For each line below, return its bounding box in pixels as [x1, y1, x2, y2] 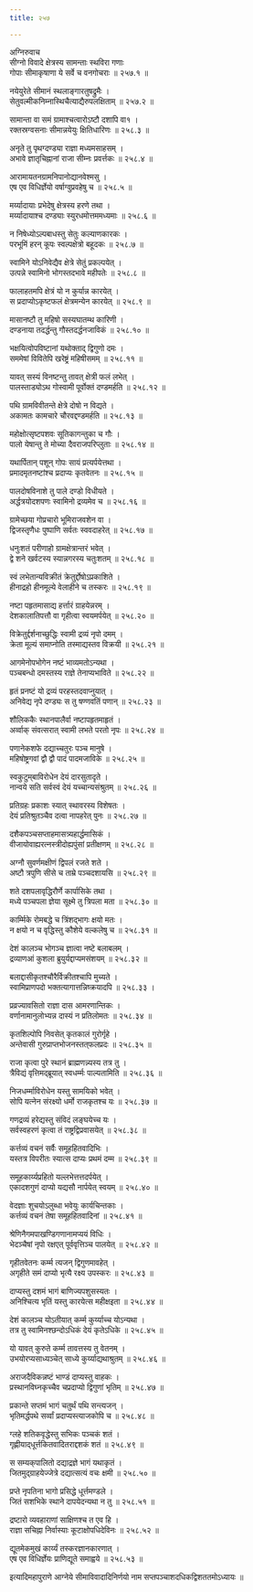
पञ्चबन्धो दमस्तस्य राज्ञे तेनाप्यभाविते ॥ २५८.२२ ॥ [9, 667, 154, 678]
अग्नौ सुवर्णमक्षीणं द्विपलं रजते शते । [9, 857, 110, 868]
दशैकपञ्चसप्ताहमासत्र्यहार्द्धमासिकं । [9, 828, 111, 839]
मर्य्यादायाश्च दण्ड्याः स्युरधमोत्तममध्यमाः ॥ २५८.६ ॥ [9, 209, 156, 220]
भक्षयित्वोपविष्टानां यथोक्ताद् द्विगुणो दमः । [9, 342, 124, 353]
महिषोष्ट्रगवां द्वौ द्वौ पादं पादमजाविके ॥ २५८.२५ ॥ [9, 753, 145, 764]
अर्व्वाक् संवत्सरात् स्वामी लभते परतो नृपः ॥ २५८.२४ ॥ [9, 724, 164, 735]
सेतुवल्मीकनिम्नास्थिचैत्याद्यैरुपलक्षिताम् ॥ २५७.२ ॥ [9, 95, 154, 106]
